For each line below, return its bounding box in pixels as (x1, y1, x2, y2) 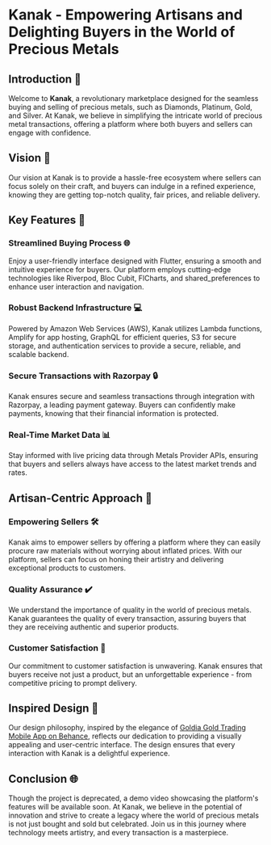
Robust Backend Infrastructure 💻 (8, 302, 143, 313)
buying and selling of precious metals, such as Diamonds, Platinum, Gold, (8, 103, 252, 111)
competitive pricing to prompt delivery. (8, 678, 137, 687)
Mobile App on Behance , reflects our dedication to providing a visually (8, 731, 242, 741)
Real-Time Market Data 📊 (8, 430, 111, 441)
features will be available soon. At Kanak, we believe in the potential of (8, 802, 243, 812)
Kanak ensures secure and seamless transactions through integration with (8, 392, 256, 401)
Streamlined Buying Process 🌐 (8, 238, 131, 249)
